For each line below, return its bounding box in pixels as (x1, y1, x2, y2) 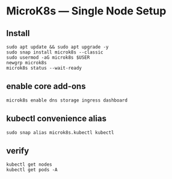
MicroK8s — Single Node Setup (6, 4, 167, 18)
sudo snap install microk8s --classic (6, 49, 103, 55)
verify (6, 146, 29, 156)
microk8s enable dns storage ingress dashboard (6, 97, 128, 103)
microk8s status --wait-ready (6, 65, 82, 71)
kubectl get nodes (6, 162, 52, 168)
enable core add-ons (6, 81, 86, 91)
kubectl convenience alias (6, 114, 107, 124)
